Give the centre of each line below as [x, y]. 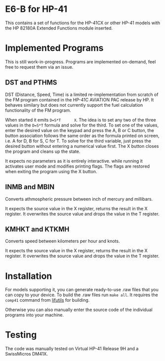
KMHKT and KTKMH [37, 229]
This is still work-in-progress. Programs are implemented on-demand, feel [81, 62]
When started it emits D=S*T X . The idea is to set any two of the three [81, 120]
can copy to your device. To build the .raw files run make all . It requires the [82, 295]
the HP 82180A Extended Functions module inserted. [59, 28]
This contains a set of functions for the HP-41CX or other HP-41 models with [83, 23]
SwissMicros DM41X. [27, 354]
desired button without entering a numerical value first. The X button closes [82, 146]
